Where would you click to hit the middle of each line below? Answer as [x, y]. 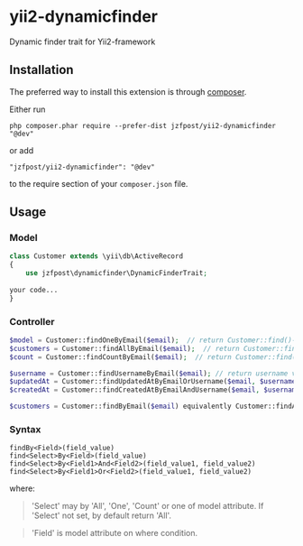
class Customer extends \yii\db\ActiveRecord [96, 256]
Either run [28, 109]
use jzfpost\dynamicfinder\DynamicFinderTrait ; [116, 273]
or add [22, 150]
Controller [32, 321]
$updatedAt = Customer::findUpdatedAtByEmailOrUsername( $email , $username [153, 382]
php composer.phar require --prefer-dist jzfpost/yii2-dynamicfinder [143, 125]
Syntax [25, 430]
